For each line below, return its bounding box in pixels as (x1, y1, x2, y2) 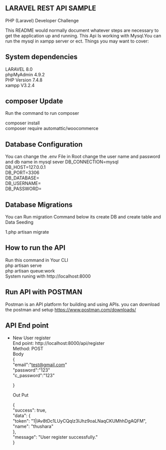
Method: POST (12, 345, 44, 351)
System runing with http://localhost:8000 (5, 273, 91, 279)
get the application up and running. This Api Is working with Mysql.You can (5, 32, 161, 38)
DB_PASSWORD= (5, 186, 42, 192)
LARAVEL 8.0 (5, 66, 33, 72)
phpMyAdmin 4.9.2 (5, 71, 45, 77)
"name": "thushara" (12, 423, 54, 429)
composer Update (5, 97, 63, 106)
